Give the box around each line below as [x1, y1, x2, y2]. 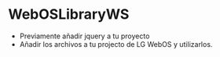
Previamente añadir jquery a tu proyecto [19, 31, 150, 41]
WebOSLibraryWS [8, 5, 130, 23]
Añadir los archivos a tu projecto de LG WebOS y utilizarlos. [19, 39, 213, 48]
